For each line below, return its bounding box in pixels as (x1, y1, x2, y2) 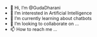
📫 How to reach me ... (10, 26, 57, 32)
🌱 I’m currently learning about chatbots (10, 15, 92, 21)
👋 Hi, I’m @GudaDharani (10, 5, 61, 10)
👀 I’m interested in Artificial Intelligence (10, 10, 92, 16)
